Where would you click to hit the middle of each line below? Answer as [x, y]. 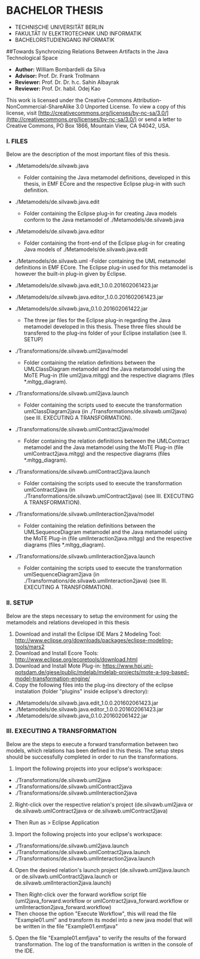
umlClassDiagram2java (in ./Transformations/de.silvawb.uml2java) [105, 411]
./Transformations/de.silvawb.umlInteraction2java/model [84, 514]
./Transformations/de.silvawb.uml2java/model [71, 351]
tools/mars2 [30, 647]
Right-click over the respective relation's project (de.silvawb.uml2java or [104, 804]
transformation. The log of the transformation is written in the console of [104, 944]
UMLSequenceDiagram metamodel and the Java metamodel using [105, 532]
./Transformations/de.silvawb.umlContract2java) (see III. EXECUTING [109, 496]
